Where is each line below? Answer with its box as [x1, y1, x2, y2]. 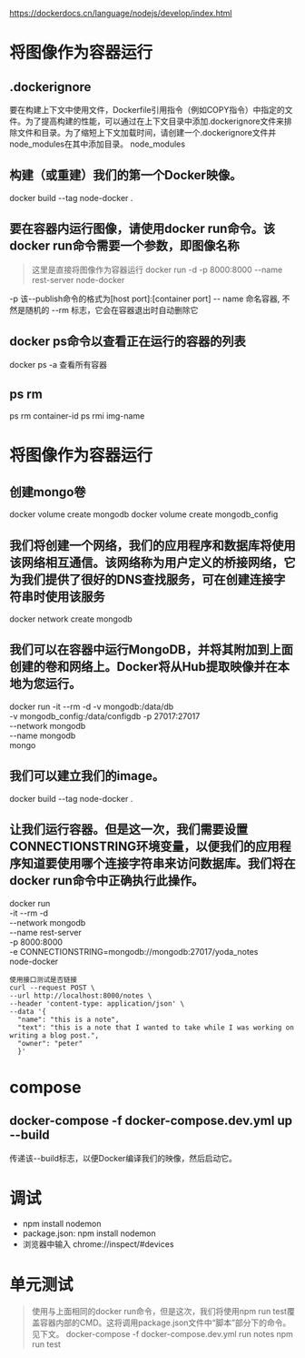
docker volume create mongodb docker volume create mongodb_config [9, 509, 279, 520]
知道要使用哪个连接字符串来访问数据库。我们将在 [21, 856, 296, 872]
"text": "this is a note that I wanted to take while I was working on [17, 1023, 295, 1032]
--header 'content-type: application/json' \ [9, 998, 184, 1008]
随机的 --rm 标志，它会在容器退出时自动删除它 [25, 304, 199, 315]
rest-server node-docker [31, 274, 125, 285]
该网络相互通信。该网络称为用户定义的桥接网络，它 [9, 554, 296, 570]
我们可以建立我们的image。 [9, 768, 165, 784]
